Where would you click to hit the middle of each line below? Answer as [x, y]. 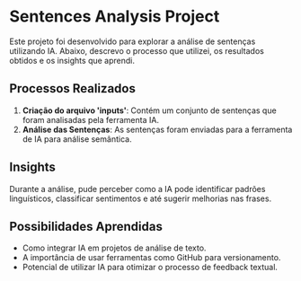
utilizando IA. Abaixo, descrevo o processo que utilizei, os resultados [137, 50]
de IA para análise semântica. [77, 139]
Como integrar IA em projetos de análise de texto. [114, 248]
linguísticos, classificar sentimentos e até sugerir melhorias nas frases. [141, 198]
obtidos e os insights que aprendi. [72, 60]
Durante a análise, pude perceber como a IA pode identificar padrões [137, 189]
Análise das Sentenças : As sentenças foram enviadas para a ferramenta [157, 129]
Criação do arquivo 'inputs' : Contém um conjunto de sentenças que [149, 110]
